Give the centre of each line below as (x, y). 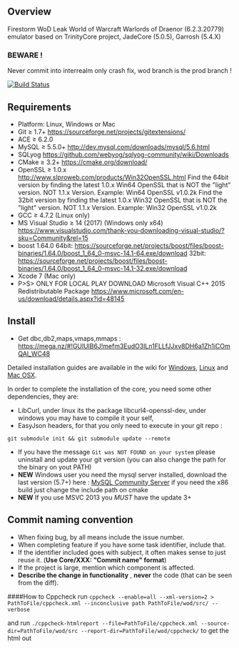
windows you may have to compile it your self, (86, 418)
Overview (30, 12)
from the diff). (38, 582)
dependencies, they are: (43, 397)
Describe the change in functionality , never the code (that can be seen (125, 575)
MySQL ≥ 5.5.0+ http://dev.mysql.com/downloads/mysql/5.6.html (114, 146)
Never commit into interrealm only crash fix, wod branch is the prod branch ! (119, 71)
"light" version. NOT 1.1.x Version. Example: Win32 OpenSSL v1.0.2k (117, 207)
